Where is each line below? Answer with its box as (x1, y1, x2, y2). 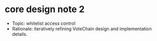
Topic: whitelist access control (12, 20, 76, 26)
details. (12, 31, 28, 37)
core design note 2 (5, 4, 85, 15)
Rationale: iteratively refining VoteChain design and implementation (12, 25, 152, 31)
